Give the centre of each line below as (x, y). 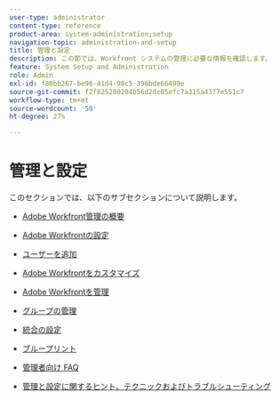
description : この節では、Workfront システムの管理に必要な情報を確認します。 (141, 59)
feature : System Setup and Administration (89, 68)
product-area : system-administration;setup (91, 34)
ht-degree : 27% (37, 116)
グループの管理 (49, 311)
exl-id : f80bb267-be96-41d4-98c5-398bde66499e (97, 84)
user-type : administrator (57, 17)
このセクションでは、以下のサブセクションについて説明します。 (126, 197)
